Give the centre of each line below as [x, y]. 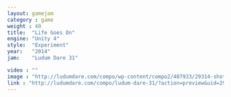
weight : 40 [24, 26]
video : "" [23, 70]
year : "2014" [29, 52]
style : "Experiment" [38, 45]
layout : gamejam [30, 13]
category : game [30, 20]
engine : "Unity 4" [33, 39]
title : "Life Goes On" [41, 32]
